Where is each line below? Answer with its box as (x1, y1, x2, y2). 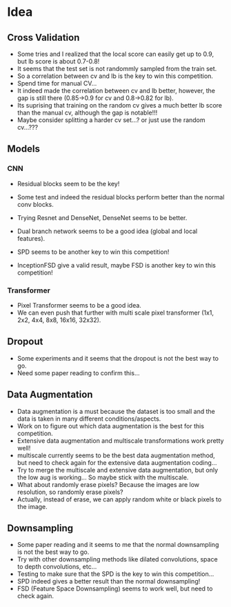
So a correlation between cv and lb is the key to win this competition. (17, 72, 214, 80)
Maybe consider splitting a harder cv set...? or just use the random (17, 116, 205, 124)
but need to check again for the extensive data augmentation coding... (17, 458, 217, 466)
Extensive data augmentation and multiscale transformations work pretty (17, 436, 224, 445)
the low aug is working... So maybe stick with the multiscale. (17, 473, 189, 481)
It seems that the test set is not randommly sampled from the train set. (17, 65, 217, 72)
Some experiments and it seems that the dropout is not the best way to (17, 354, 219, 362)
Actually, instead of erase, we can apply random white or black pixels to (17, 495, 222, 504)
